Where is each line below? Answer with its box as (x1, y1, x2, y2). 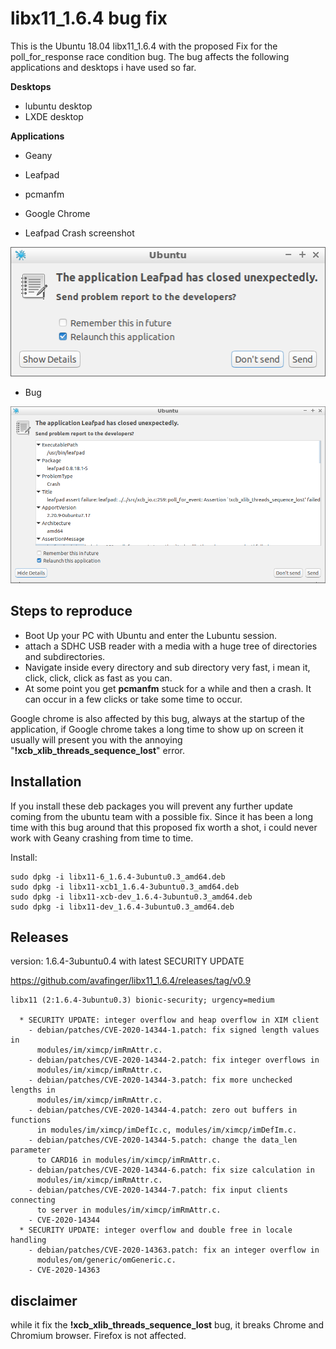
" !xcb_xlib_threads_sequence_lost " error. (10, 744, 186, 756)
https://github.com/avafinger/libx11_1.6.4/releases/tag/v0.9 (10, 975, 252, 987)
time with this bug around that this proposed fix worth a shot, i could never (10, 821, 318, 833)
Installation (10, 773, 82, 791)
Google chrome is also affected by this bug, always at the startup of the (10, 712, 305, 724)
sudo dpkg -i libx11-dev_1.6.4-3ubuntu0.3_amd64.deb (10, 902, 235, 912)
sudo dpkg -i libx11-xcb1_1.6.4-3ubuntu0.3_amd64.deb (10, 882, 240, 892)
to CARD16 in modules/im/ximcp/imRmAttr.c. (36, 1155, 222, 1166)
